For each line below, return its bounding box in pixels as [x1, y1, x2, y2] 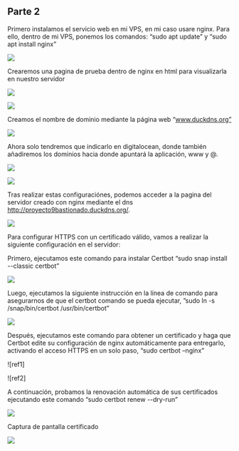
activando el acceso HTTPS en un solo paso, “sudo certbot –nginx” [7, 346, 205, 355]
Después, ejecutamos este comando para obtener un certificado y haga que [7, 331, 231, 339]
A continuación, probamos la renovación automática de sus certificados [7, 388, 218, 396]
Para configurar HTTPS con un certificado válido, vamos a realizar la [7, 232, 208, 241]
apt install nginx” [7, 39, 57, 48]
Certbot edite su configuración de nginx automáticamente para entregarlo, [7, 338, 226, 347]
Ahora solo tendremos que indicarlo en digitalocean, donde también [7, 142, 207, 150]
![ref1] [7, 360, 25, 368]
